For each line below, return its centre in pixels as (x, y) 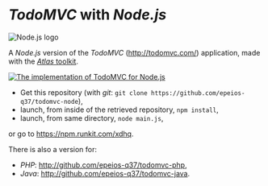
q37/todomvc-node (49, 101)
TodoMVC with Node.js (88, 15)
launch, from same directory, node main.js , (92, 118)
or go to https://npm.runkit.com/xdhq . (71, 134)
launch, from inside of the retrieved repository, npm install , (119, 110)
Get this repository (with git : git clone (84, 92)
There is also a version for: (52, 149)
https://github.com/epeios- (198, 93)
